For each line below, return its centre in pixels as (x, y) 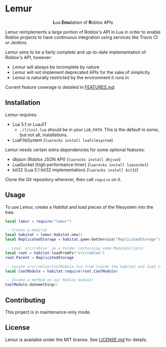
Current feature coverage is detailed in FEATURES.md (60, 87)
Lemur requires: (21, 115)
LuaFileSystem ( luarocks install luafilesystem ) (63, 140)
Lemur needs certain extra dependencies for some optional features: (75, 150)
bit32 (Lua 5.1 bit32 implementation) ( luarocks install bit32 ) (75, 170)
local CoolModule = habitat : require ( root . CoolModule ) (62, 271)
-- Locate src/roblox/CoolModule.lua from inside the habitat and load (80, 266)
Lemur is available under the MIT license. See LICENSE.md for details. (76, 340)
